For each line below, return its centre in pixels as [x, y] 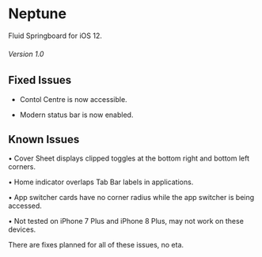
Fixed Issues [40, 80]
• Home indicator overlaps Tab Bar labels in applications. [101, 182]
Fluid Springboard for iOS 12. [55, 36]
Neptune [38, 14]
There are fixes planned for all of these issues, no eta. [96, 245]
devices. [22, 229]
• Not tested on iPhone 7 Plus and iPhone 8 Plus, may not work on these [126, 221]
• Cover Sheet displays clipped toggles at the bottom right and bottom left [129, 158]
